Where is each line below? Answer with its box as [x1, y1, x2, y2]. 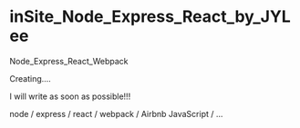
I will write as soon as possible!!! [9, 91, 131, 102]
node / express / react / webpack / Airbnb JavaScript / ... [9, 108, 223, 119]
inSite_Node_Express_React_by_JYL [9, 6, 291, 27]
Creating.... [9, 73, 52, 84]
